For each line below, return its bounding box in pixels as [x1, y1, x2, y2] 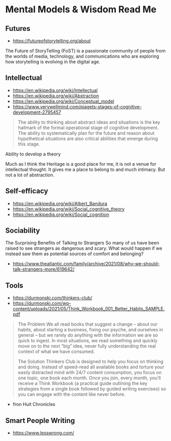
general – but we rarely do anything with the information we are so [17, 332, 158, 338]
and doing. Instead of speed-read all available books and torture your [17, 364, 165, 370]
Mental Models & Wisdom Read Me [5, 4, 157, 15]
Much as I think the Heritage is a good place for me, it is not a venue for [5, 161, 157, 167]
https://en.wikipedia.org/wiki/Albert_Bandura [12, 200, 108, 206]
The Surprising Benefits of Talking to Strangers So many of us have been [5, 240, 160, 246]
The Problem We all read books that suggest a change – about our [17, 321, 158, 327]
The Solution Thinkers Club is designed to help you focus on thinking [17, 359, 164, 365]
